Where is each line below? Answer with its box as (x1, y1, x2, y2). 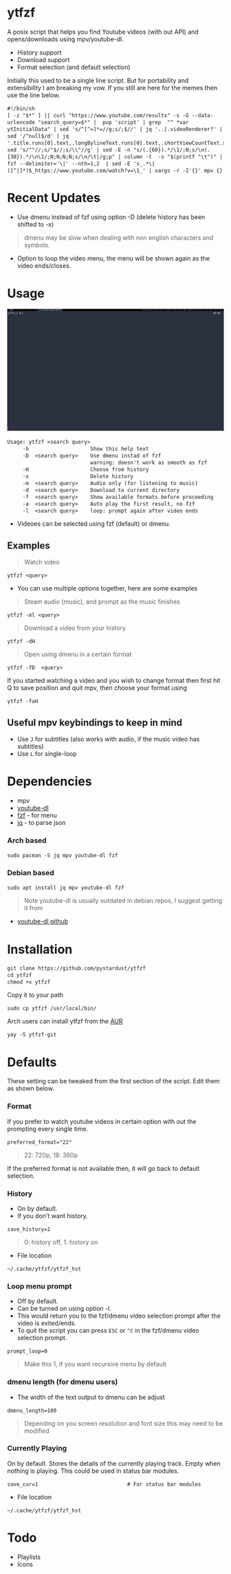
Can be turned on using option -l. (16, 1305, 111, 1313)
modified (23, 1427, 49, 1435)
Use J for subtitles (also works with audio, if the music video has (16, 735, 200, 743)
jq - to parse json (16, 818, 66, 826)
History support (16, 48, 62, 57)
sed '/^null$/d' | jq (7, 132, 69, 139)
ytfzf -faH (7, 698, 38, 705)
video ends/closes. (16, 261, 71, 269)
